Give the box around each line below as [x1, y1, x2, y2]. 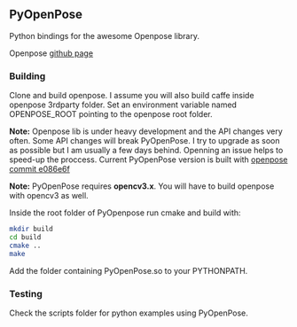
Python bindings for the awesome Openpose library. [9, 30, 199, 41]
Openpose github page [9, 48, 94, 58]
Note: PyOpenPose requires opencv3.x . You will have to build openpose [9, 181, 275, 191]
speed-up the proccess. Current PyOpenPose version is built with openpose [9, 154, 288, 165]
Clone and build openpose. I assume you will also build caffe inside [9, 90, 254, 101]
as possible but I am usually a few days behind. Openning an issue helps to [9, 145, 284, 156]
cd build [9, 232, 42, 242]
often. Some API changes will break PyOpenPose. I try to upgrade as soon [9, 136, 280, 146]
